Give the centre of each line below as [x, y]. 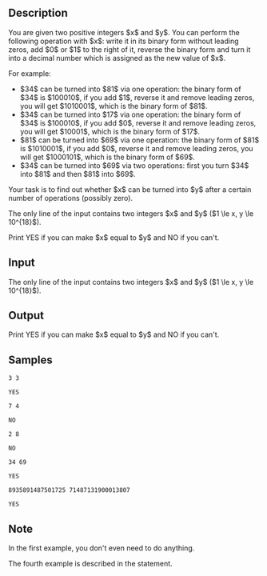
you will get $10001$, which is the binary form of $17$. [110, 131]
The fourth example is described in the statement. [91, 564]
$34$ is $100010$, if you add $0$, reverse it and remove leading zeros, [138, 122]
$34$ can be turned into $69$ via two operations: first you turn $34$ [134, 165]
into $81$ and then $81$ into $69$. [78, 174]
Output [26, 316]
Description [38, 13]
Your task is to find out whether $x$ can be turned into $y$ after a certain [130, 189]
